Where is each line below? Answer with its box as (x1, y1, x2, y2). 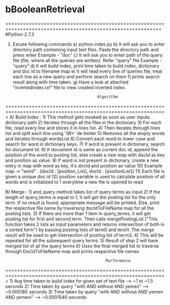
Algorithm (97, 94, 118, 99)
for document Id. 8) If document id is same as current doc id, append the (5, 146, 158, 152)
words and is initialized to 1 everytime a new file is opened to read (5, 179, 144, 185)
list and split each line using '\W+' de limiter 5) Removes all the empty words (5, 130, 165, 136)
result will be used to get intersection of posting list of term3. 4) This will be (5, 232, 164, 238)
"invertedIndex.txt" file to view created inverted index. (12, 84, 126, 90)
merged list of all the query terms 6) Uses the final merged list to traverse (5, 243, 159, 249)
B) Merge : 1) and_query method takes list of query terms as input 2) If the (5, 188, 160, 195)
